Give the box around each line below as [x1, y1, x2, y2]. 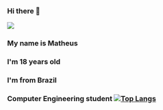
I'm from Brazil [7, 76, 57, 85]
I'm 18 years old [7, 57, 60, 67]
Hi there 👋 [7, 6, 41, 16]
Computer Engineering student [7, 93, 113, 103]
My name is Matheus [7, 38, 78, 48]
